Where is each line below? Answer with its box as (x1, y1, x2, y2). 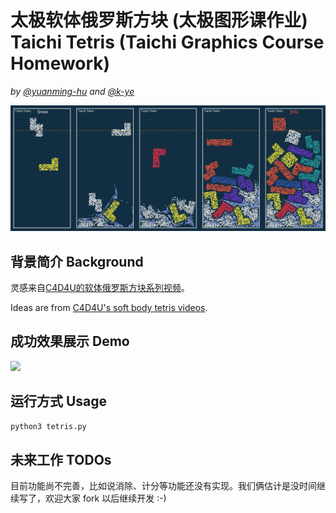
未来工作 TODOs (10, 451, 112, 468)
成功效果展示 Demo (10, 333, 130, 350)
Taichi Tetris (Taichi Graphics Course (10, 31, 325, 54)
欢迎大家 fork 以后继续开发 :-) (44, 492, 167, 505)
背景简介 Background (10, 253, 144, 270)
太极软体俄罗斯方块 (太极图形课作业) (10, 9, 308, 32)
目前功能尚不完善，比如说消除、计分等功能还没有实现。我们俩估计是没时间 (10, 480, 317, 492)
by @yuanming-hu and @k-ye (10, 85, 135, 97)
